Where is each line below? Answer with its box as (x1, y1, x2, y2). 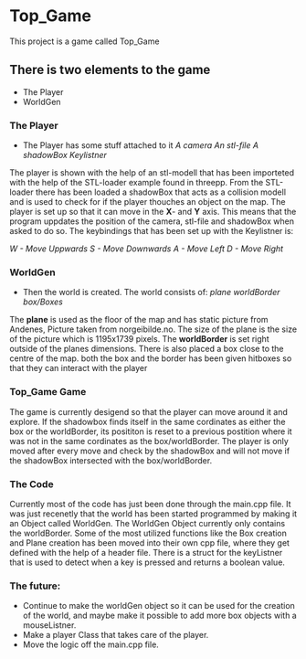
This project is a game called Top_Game (9, 36, 160, 47)
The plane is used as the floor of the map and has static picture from (9, 314, 269, 325)
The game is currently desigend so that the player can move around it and (9, 406, 288, 417)
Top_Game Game (9, 386, 87, 399)
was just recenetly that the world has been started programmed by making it (9, 508, 298, 519)
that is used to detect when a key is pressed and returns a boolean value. (9, 557, 286, 568)
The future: (9, 579, 61, 592)
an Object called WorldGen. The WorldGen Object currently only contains (9, 517, 286, 528)
